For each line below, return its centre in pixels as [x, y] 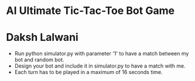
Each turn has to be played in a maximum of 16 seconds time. [88, 72]
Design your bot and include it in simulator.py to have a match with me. [100, 66]
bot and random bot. [39, 60]
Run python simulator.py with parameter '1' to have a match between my [102, 54]
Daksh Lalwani [42, 38]
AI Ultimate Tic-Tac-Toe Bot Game [90, 11]
